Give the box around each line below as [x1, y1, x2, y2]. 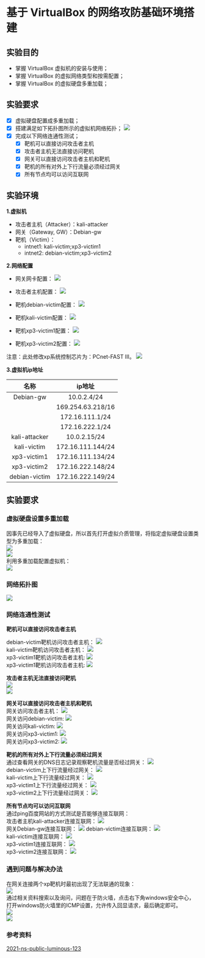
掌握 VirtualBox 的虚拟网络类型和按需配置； [15, 72, 125, 80]
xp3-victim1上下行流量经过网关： [6, 782, 89, 789]
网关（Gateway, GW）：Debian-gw [15, 228, 102, 236]
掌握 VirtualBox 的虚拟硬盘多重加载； [15, 80, 109, 87]
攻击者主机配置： [15, 288, 59, 296]
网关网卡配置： [15, 275, 53, 282]
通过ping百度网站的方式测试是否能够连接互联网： [6, 810, 130, 817]
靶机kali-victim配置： [15, 314, 69, 321]
